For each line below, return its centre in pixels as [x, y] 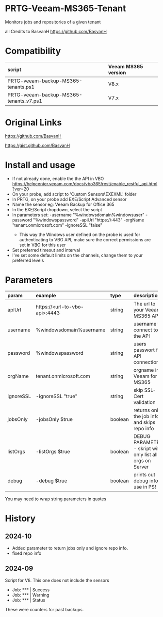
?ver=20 [20, 189]
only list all [145, 454]
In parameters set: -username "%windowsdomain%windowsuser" [78, 215]
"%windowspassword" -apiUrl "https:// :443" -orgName [89, 220]
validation [145, 402]
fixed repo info [27, 553]
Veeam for [145, 376]
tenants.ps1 [21, 87]
